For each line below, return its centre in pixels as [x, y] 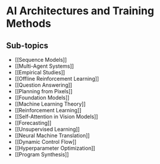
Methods [29, 23]
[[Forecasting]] [33, 123]
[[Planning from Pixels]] [44, 91]
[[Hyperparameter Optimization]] [55, 148]
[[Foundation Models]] [42, 97]
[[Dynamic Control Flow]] [46, 142]
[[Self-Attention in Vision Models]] [56, 116]
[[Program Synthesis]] [42, 154]
